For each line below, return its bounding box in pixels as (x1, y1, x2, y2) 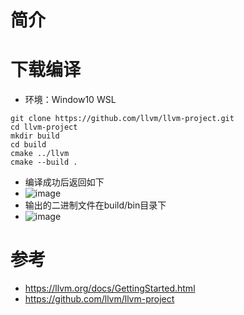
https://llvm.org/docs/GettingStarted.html (24, 282, 196, 295)
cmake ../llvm (10, 149, 70, 159)
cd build (10, 140, 47, 150)
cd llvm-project (10, 122, 78, 133)
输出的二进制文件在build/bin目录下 (24, 199, 167, 211)
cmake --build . (10, 157, 78, 168)
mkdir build (10, 131, 60, 141)
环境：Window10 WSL (24, 94, 117, 106)
